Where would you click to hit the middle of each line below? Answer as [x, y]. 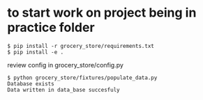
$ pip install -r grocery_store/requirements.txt [81, 46]
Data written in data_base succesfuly [63, 90]
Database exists [31, 84]
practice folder [51, 27]
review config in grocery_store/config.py [66, 65]
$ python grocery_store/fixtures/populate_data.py [82, 78]
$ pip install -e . [36, 52]
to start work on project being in [102, 13]
